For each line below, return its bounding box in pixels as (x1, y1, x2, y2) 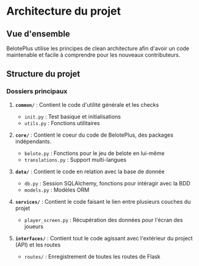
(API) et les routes (15, 241, 61, 248)
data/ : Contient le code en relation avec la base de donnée (15, 168, 165, 175)
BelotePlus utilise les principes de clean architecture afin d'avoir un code (6, 45, 190, 52)
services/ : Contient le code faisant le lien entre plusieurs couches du (15, 198, 191, 205)
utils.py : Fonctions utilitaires (24, 119, 100, 126)
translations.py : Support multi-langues (24, 156, 127, 163)
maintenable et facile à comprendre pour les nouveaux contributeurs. (6, 51, 181, 59)
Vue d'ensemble (6, 29, 70, 39)
